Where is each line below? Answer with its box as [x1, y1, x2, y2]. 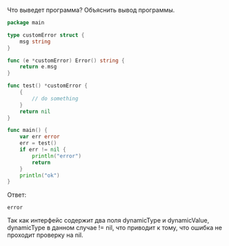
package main [7, 19, 45, 26]
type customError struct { [7, 31, 85, 39]
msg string [19, 38, 51, 45]
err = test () [19, 140, 57, 147]
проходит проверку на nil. [7, 231, 84, 239]
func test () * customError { [7, 82, 88, 89]
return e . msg [19, 64, 57, 70]
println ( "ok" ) [19, 172, 60, 179]
